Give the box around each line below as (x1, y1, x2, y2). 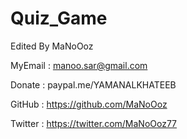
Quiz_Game (10, 7, 108, 30)
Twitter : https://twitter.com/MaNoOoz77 (10, 117, 178, 129)
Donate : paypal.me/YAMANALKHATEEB (10, 78, 177, 91)
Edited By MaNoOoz (10, 40, 94, 52)
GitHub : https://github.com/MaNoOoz (10, 98, 168, 110)
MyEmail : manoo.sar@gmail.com (10, 59, 148, 71)
